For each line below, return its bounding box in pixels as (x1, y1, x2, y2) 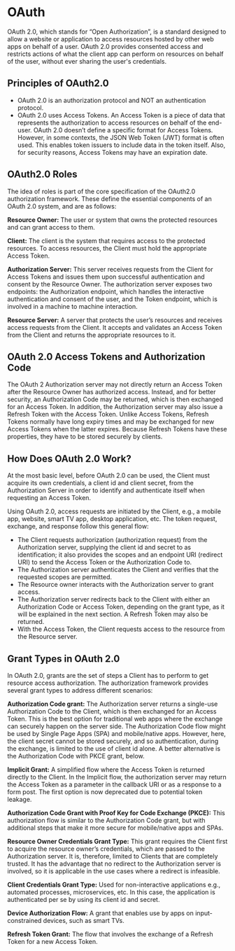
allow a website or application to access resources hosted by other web (7, 34, 215, 43)
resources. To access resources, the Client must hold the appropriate (7, 244, 207, 252)
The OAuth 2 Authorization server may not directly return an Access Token (7, 380, 222, 389)
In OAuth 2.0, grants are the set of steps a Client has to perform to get (7, 672, 208, 679)
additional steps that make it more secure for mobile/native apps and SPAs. (7, 824, 224, 832)
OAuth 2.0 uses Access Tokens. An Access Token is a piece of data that (17, 111, 225, 119)
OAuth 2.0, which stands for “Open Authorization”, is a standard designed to (7, 27, 227, 36)
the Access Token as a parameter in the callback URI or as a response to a (7, 780, 222, 789)
